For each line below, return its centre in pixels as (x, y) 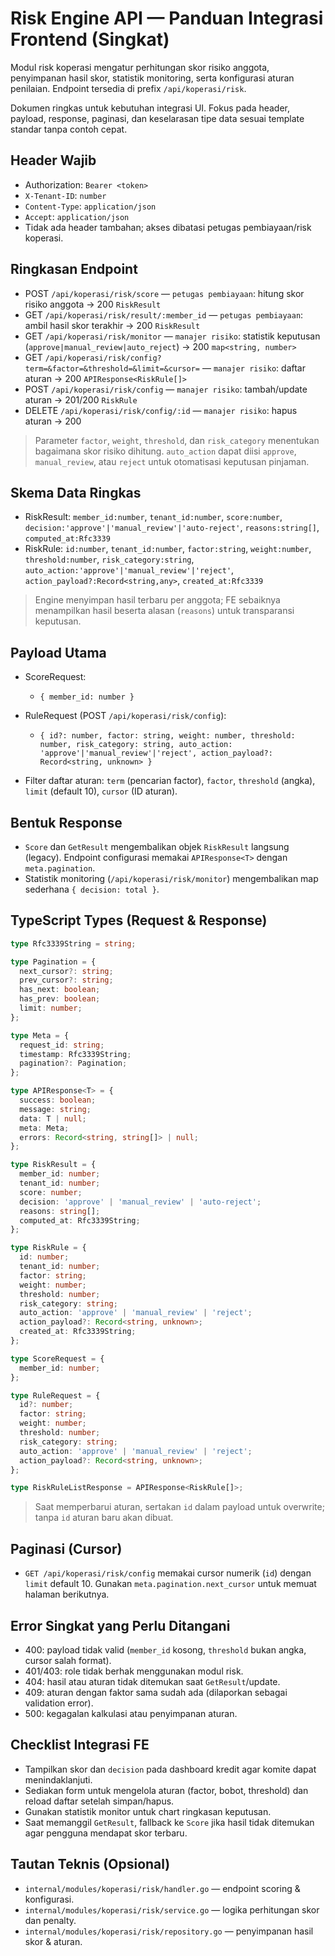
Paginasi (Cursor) (66, 1548)
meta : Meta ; (44, 1128)
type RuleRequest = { (55, 1395)
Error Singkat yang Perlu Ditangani (120, 1625)
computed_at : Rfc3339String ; (80, 1220)
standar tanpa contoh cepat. (69, 129)
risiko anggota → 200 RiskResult (93, 304)
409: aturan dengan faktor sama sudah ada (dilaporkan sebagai (156, 1692)
